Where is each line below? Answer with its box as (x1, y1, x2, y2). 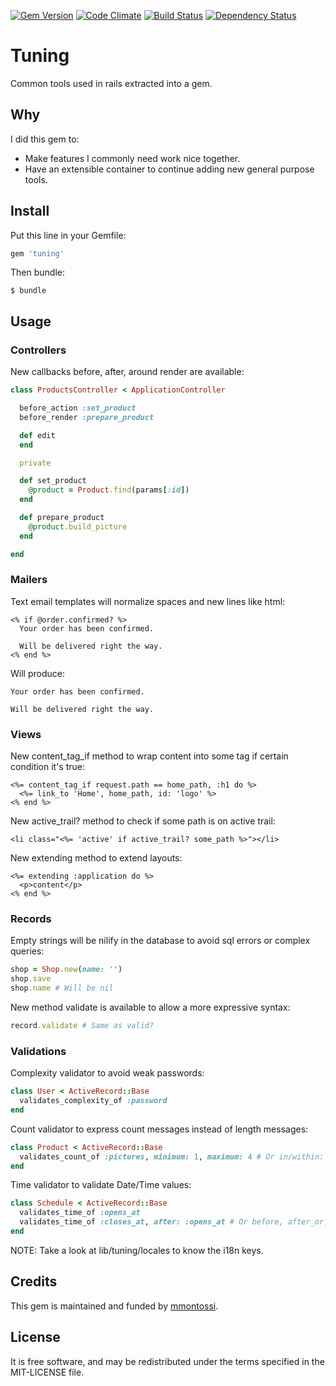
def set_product (19, 476, 87, 486)
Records (10, 912, 52, 926)
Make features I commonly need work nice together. (24, 152, 241, 164)
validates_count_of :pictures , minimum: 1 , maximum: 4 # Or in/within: (19, 1151, 325, 1162)
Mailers (10, 573, 48, 587)
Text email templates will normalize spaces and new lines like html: (10, 595, 286, 607)
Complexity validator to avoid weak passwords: (10, 1067, 205, 1079)
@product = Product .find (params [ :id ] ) (28, 485, 190, 495)
